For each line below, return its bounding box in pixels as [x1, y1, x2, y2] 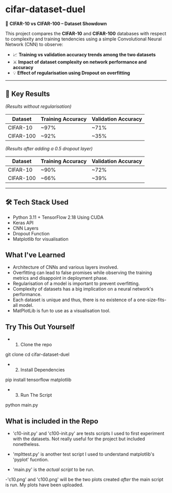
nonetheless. [12, 441, 40, 447]
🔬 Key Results [5, 89, 50, 98]
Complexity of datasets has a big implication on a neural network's [12, 286, 154, 292]
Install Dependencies [20, 367, 65, 373]
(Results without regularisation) [5, 103, 72, 109]
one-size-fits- [137, 297, 167, 303]
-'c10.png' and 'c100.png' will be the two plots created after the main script [5, 477, 164, 482]
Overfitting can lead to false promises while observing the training [12, 270, 153, 276]
